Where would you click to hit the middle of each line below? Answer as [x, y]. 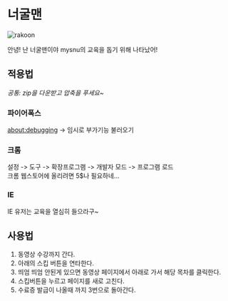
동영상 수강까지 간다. [46, 255]
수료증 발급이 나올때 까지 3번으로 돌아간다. [77, 290]
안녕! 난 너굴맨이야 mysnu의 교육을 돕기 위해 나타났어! [83, 49]
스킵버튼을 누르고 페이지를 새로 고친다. [71, 281]
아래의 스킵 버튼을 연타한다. [56, 263]
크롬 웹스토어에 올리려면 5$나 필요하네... [63, 176]
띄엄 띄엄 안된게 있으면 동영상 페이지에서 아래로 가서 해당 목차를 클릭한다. [119, 272]
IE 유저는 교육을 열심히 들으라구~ [53, 211]
